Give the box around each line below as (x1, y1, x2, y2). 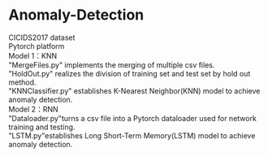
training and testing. (8, 122, 76, 132)
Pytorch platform (8, 41, 65, 50)
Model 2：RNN (8, 104, 58, 114)
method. (8, 77, 37, 87)
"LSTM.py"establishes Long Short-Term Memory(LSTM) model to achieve (8, 130, 256, 140)
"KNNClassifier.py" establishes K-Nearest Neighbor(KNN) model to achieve (8, 85, 261, 95)
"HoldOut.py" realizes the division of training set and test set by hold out (8, 68, 251, 78)
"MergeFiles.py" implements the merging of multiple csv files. (8, 59, 215, 70)
